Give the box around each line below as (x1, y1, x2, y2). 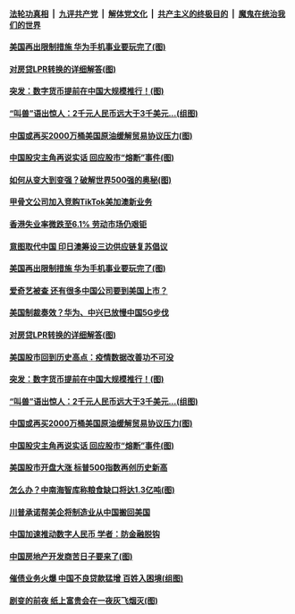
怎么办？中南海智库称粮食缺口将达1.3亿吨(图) (9, 484, 175, 496)
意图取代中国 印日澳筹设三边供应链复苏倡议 (9, 241, 168, 252)
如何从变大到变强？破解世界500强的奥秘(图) (9, 175, 173, 185)
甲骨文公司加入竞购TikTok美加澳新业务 (9, 197, 153, 208)
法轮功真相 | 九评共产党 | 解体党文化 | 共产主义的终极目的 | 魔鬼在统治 (9, 8, 278, 19)
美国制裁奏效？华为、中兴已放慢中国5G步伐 (9, 307, 170, 318)
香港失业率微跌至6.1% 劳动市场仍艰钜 (9, 218, 147, 229)
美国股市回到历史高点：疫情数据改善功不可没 (9, 352, 174, 362)
